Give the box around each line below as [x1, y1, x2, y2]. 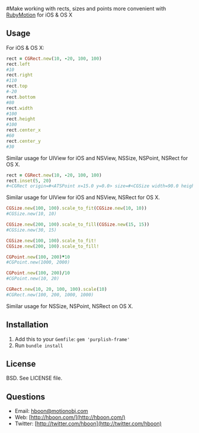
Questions [6, 392, 46, 402]
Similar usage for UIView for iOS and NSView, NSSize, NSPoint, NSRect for [6, 154, 188, 162]
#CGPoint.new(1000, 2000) [6, 259, 70, 265]
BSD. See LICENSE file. [6, 374, 63, 381]
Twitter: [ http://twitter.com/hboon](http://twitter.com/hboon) [14, 420, 162, 427]
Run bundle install [14, 342, 63, 349]
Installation [6, 320, 49, 330]
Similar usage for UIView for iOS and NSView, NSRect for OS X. [6, 194, 161, 201]
